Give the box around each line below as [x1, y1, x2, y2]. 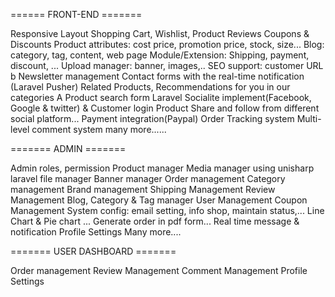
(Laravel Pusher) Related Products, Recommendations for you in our [10, 81, 291, 93]
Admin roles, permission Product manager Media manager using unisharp [10, 162, 315, 174]
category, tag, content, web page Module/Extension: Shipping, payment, [10, 49, 310, 61]
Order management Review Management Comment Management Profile [10, 265, 308, 276]
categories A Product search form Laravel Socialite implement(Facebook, [10, 92, 312, 103]
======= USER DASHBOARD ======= [10, 245, 177, 257]
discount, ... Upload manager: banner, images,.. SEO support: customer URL [10, 60, 324, 71]
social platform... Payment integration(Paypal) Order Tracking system [10, 113, 295, 124]
